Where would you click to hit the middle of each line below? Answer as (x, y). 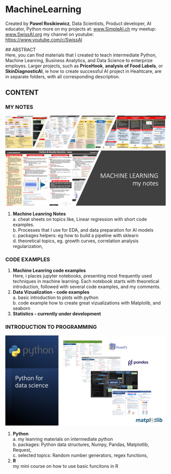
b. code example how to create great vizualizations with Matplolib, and (87, 303)
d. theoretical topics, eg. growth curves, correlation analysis (76, 241)
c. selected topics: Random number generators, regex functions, (80, 455)
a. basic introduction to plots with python (55, 298)
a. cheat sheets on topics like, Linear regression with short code (80, 219)
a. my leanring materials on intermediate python (63, 439)
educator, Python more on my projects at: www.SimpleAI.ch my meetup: (81, 29)
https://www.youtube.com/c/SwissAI (44, 40)
